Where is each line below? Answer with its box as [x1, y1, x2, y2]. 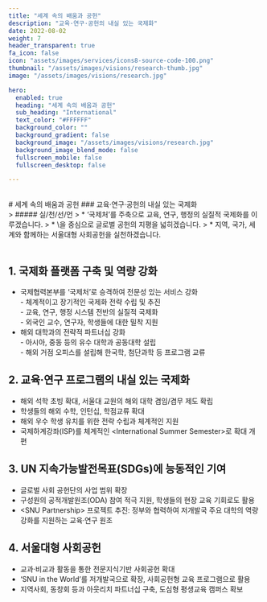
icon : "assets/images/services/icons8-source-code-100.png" [8, 57, 215, 65]
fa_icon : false [8, 49, 60, 57]
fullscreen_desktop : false [15, 161, 106, 169]
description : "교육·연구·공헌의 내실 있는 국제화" [8, 19, 158, 27]
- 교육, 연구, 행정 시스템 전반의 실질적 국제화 [19, 307, 158, 317]
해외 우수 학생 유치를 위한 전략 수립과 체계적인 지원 [19, 416, 179, 426]
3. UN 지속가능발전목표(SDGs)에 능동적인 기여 [8, 462, 227, 476]
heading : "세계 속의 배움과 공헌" [15, 101, 117, 109]
